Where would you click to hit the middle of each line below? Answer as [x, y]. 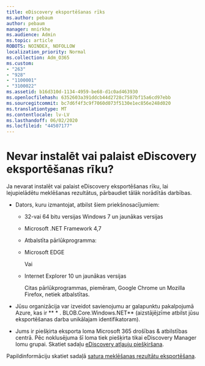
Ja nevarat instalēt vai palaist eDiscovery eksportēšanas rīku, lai [87, 186]
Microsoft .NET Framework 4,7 [63, 229]
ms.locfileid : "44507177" [39, 126]
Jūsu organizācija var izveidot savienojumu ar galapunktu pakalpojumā [104, 307]
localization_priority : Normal [46, 52]
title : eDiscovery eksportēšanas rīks [56, 12]
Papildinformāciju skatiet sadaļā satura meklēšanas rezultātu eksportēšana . [101, 356]
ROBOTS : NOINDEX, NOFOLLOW [41, 47]
